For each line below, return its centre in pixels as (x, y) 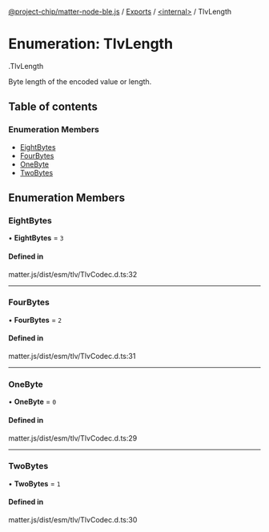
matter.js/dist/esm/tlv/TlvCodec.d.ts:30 (73, 520)
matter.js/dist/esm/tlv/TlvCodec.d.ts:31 (72, 357)
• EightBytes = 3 (36, 238)
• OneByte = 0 (32, 402)
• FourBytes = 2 (35, 320)
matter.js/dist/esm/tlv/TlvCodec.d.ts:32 (73, 274)
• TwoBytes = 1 (34, 483)
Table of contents (53, 107)
